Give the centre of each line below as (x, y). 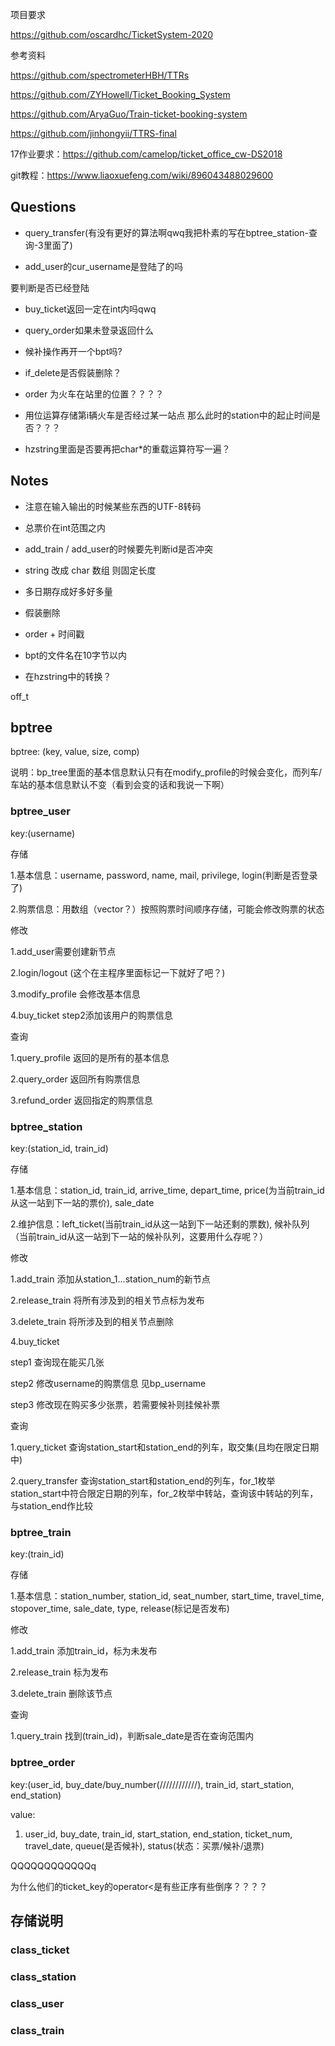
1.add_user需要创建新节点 (63, 951)
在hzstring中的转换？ (68, 676)
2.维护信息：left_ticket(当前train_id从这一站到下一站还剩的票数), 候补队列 (160, 1224)
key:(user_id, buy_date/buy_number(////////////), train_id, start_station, (152, 1784)
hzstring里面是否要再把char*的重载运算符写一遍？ (127, 449)
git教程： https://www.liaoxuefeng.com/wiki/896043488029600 (142, 175)
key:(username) (43, 833)
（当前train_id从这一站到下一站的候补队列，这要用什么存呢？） (139, 1237)
